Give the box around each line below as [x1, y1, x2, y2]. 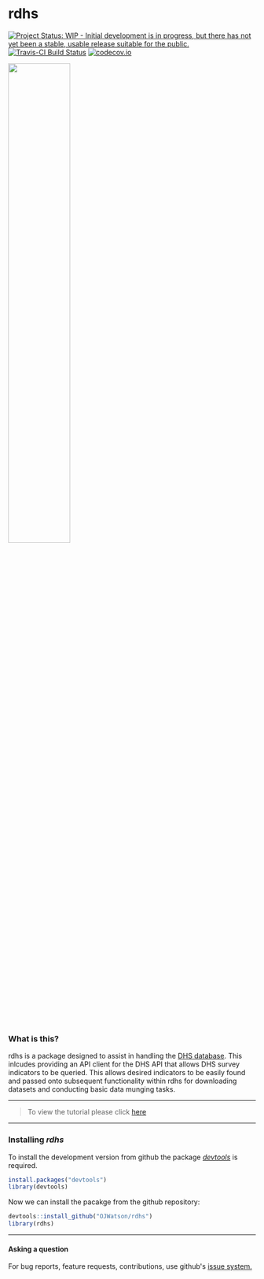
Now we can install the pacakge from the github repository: [8, 1197, 200, 1207]
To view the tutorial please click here [27, 1107, 147, 1117]
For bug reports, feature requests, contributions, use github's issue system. [8, 1262, 253, 1271]
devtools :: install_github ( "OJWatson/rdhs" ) [8, 1213, 153, 1221]
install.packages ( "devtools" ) [8, 1176, 108, 1184]
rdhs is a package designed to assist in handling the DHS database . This [8, 1052, 242, 1061]
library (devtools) [8, 1183, 68, 1191]
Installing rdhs [8, 1134, 64, 1145]
